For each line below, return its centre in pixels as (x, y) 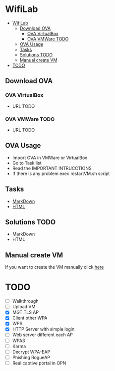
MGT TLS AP (25, 312)
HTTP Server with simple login (43, 329)
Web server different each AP (43, 335)
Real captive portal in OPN (39, 363)
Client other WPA (30, 318)
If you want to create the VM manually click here (55, 267)
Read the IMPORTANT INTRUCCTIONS (52, 168)
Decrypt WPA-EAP (31, 352)
